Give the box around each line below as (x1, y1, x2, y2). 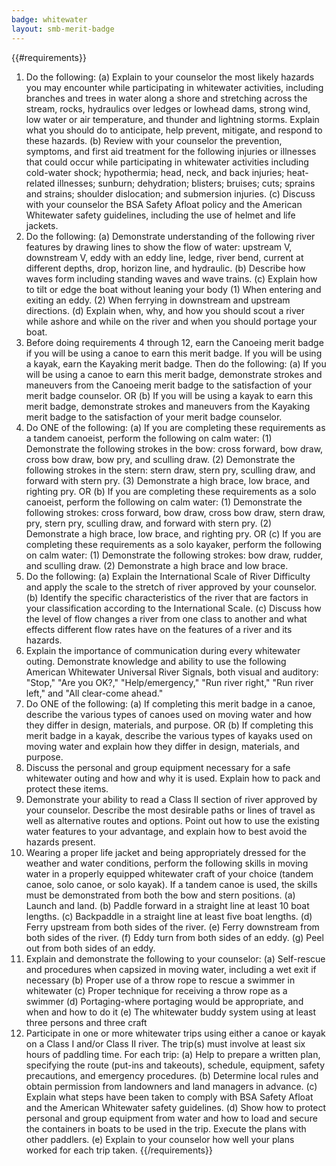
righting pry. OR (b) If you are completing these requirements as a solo (25, 485, 317, 497)
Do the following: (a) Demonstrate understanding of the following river (25, 230, 316, 242)
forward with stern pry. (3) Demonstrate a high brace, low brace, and (25, 474, 311, 486)
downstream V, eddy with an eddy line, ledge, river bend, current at (25, 251, 304, 263)
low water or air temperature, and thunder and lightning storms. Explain (25, 113, 320, 125)
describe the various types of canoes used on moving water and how (25, 708, 313, 720)
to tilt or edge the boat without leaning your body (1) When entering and (25, 283, 322, 295)
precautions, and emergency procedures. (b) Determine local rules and (25, 1069, 319, 1081)
